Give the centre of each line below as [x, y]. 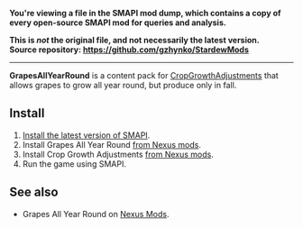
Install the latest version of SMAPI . [86, 135]
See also [34, 192]
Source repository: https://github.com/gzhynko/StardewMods [129, 50]
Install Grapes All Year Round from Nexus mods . [111, 144]
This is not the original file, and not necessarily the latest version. [134, 40]
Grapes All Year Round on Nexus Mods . [96, 214]
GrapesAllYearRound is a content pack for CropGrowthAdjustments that [144, 75]
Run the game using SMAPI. [74, 164]
